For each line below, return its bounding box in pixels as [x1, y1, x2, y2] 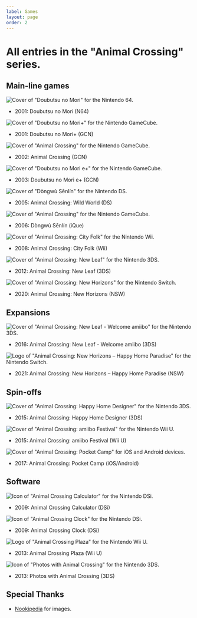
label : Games [6, 8, 38, 15]
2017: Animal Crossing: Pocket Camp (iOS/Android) [14, 460, 139, 467]
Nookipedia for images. [14, 605, 72, 612]
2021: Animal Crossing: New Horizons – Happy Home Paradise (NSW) [14, 370, 184, 377]
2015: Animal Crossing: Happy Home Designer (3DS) [14, 414, 143, 421]
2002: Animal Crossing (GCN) [14, 154, 87, 161]
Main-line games [6, 81, 70, 91]
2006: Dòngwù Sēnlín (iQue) [14, 222, 84, 229]
